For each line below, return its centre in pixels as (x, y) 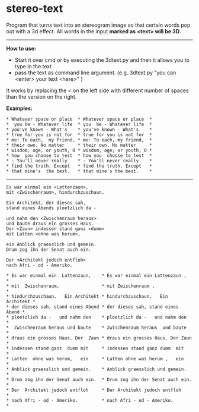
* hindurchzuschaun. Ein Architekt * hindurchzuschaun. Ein (87, 296)
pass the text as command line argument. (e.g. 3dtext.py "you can (95, 73)
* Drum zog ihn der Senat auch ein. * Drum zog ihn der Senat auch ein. (99, 379)
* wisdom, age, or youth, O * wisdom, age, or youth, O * (79, 150)
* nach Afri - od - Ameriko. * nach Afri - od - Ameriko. (90, 400)
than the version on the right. (41, 96)
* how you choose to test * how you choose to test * (79, 155)
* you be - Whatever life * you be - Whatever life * (79, 124)
